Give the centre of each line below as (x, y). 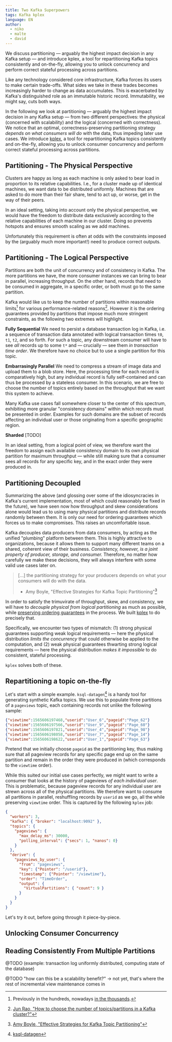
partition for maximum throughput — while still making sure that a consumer (85, 456)
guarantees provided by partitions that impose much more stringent (77, 314)
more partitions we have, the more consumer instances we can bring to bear (86, 276)
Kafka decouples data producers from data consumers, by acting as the (81, 532)
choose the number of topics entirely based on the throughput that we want (85, 388)
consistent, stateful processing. (38, 655)
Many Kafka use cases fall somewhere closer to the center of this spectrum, (86, 403)
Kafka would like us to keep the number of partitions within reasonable (80, 302)
